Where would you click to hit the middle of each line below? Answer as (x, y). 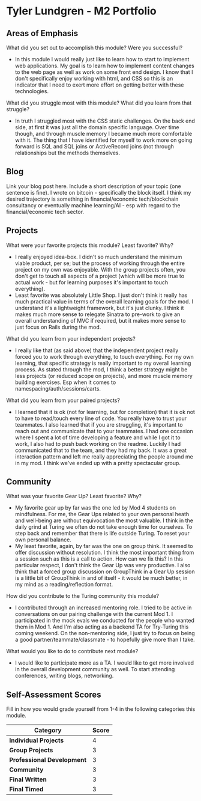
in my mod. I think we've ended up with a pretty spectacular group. (98, 463)
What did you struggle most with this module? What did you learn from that (99, 103)
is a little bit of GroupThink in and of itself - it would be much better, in (101, 578)
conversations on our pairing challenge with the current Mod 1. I (94, 614)
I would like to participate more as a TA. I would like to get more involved (104, 663)
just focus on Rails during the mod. (58, 327)
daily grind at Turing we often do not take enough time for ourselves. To (103, 527)
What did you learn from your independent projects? (71, 338)
